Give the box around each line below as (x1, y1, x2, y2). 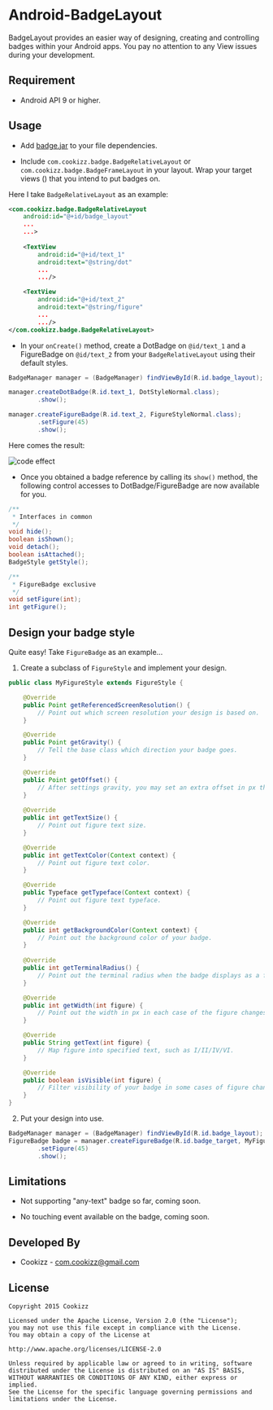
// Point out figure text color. (37, 859, 151, 867)
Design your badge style (8, 626, 136, 639)
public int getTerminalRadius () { (23, 964, 140, 972)
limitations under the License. (8, 1395, 118, 1403)
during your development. (8, 50, 95, 59)
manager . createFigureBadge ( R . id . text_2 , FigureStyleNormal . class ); (8, 411, 242, 419)
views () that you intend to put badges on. (19, 174, 161, 183)
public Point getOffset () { (23, 775, 118, 784)
